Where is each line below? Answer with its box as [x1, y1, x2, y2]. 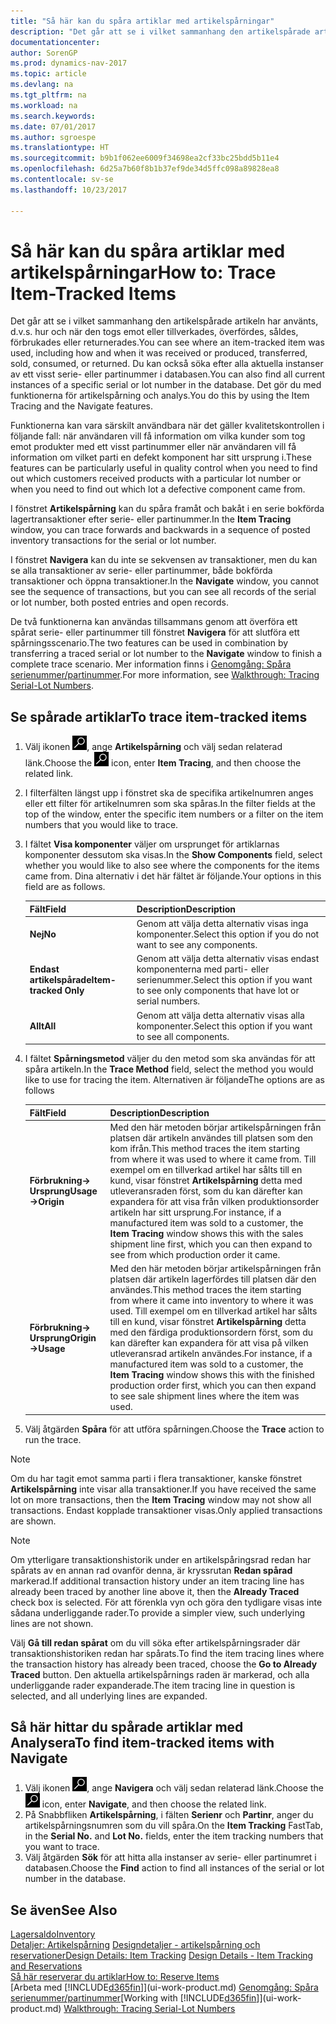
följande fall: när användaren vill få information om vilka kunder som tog [10, 430, 306, 442]
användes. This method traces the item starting [109, 1284, 302, 1295]
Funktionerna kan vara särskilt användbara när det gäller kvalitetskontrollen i [10, 420, 325, 432]
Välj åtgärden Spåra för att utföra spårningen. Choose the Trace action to [24, 1423, 325, 1435]
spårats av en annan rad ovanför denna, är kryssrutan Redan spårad [10, 1564, 293, 1576]
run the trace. [24, 1433, 82, 1445]
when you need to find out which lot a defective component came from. [10, 483, 306, 495]
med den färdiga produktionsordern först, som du [109, 1326, 313, 1338]
